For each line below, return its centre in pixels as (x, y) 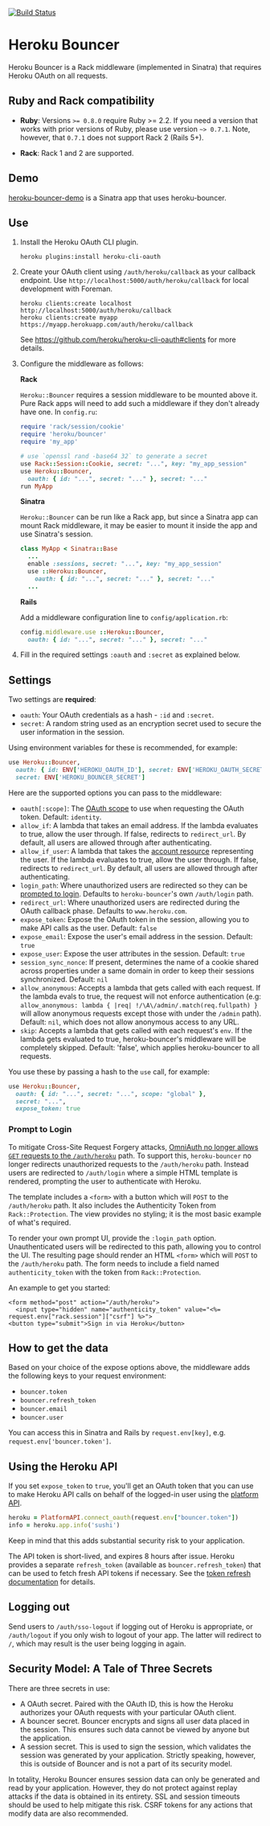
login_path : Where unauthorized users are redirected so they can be (133, 885)
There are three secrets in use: (59, 1688)
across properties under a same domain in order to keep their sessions (137, 970)
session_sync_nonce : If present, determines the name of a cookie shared (139, 962)
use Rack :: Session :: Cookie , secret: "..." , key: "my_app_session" (133, 464)
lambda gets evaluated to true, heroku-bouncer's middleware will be (133, 1039)
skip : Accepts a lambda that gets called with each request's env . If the (136, 1030)
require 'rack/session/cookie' (72, 427)
